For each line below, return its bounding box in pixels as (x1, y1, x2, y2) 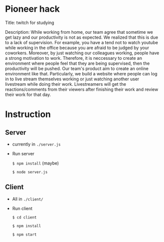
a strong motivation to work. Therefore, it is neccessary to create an (5, 55, 142, 61)
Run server (12, 150, 35, 156)
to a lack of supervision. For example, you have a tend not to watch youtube (5, 39, 158, 45)
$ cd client (12, 215, 37, 220)
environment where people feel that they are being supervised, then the (5, 60, 150, 66)
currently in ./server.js (12, 141, 61, 147)
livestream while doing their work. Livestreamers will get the (5, 81, 126, 87)
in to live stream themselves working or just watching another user (5, 76, 140, 82)
